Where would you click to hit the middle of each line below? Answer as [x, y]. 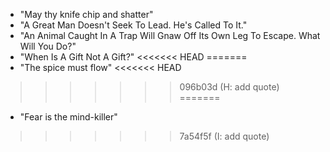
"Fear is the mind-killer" [68, 117]
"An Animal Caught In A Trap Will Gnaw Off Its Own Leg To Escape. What [170, 35]
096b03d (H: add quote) [229, 87]
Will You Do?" [48, 46]
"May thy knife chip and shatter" [86, 14]
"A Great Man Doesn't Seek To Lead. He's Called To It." [133, 25]
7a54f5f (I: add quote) [224, 136]
